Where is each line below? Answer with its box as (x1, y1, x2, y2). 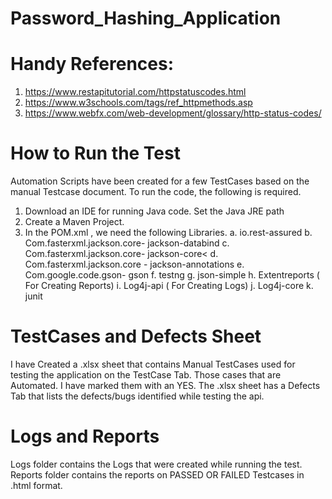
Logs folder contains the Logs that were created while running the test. (10, 458, 303, 470)
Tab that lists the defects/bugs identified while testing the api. (10, 390, 265, 402)
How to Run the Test (10, 142, 181, 165)
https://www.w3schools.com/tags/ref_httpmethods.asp (24, 97, 253, 109)
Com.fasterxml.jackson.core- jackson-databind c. (24, 237, 230, 249)
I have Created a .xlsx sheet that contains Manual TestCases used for (10, 358, 296, 370)
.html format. (10, 479, 63, 491)
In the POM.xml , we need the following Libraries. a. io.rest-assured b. (24, 227, 313, 239)
